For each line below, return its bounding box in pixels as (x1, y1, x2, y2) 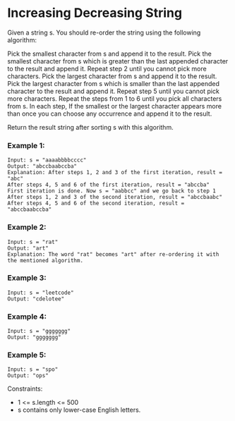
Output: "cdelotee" (7, 295, 65, 303)
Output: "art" (7, 245, 49, 252)
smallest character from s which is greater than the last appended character (7, 56, 229, 65)
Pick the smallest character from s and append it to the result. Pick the (7, 49, 212, 58)
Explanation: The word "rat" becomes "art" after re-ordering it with (7, 250, 219, 258)
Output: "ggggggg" (7, 334, 61, 341)
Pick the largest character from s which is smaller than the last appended (7, 79, 220, 87)
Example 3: (7, 273, 47, 283)
